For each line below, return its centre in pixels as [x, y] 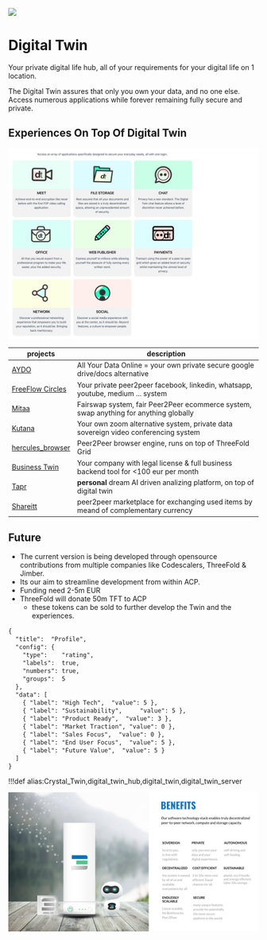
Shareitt [24, 506]
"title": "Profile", [51, 639]
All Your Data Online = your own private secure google [165, 365]
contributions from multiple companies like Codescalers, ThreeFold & [133, 565]
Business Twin [35, 467]
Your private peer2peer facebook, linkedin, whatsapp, [164, 385]
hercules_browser [41, 447]
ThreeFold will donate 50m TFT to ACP [83, 599]
